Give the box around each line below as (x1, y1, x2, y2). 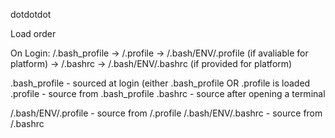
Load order (10, 28, 57, 39)
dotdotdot (10, 9, 52, 20)
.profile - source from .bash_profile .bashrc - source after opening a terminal (10, 88, 326, 99)
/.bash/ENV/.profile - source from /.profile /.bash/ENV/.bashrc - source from (10, 107, 323, 119)
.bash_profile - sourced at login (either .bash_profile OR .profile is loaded (10, 77, 311, 89)
